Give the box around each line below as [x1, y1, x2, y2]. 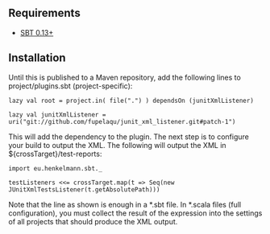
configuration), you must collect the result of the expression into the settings [8, 208, 263, 218]
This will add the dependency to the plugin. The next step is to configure [8, 132, 250, 142]
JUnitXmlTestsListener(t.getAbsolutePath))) [8, 185, 160, 194]
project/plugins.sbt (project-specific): [8, 80, 133, 91]
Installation [8, 51, 66, 65]
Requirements [8, 6, 81, 20]
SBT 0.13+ [19, 27, 54, 37]
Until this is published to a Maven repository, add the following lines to [8, 72, 242, 82]
